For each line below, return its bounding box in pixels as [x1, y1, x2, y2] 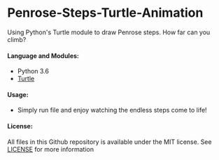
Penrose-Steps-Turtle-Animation [7, 5, 204, 21]
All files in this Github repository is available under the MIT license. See [7, 138, 212, 146]
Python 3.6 [17, 67, 49, 75]
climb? [7, 35, 27, 43]
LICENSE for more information [7, 145, 94, 153]
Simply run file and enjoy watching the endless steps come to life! [17, 106, 208, 115]
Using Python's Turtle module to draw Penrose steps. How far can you [7, 28, 211, 36]
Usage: [7, 90, 29, 99]
